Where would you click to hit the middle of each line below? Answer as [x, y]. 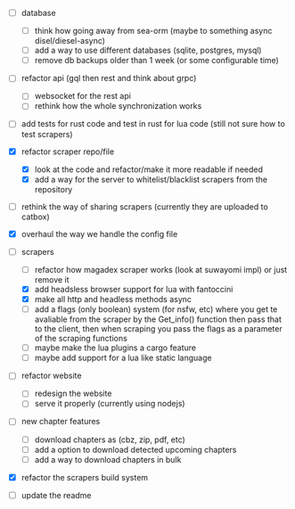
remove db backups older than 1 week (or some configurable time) [157, 61]
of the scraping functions [81, 339]
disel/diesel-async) [70, 41]
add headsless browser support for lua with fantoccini [134, 289]
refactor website [51, 376]
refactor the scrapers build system [85, 477]
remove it [52, 279]
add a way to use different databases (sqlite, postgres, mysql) [148, 50]
